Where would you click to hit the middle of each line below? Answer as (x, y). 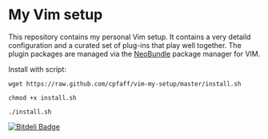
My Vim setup (56, 15)
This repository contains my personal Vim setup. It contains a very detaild (130, 37)
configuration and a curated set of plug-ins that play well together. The (125, 45)
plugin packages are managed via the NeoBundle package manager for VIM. (134, 54)
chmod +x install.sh (43, 97)
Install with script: (37, 69)
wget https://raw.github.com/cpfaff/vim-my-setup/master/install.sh (125, 84)
